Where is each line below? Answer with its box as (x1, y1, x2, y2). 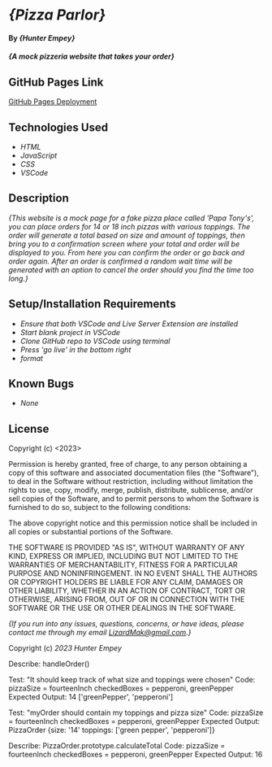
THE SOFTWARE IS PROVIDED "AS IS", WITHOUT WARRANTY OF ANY (8, 543, 245, 552)
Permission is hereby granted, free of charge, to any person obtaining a (8, 460, 248, 469)
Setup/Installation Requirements (8, 297, 176, 311)
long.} (8, 273, 28, 283)
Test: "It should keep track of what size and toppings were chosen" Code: (8, 675, 256, 685)
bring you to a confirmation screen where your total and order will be (8, 238, 240, 249)
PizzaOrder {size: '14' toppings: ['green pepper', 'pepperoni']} (8, 726, 215, 735)
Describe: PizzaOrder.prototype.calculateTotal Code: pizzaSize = (8, 741, 226, 751)
